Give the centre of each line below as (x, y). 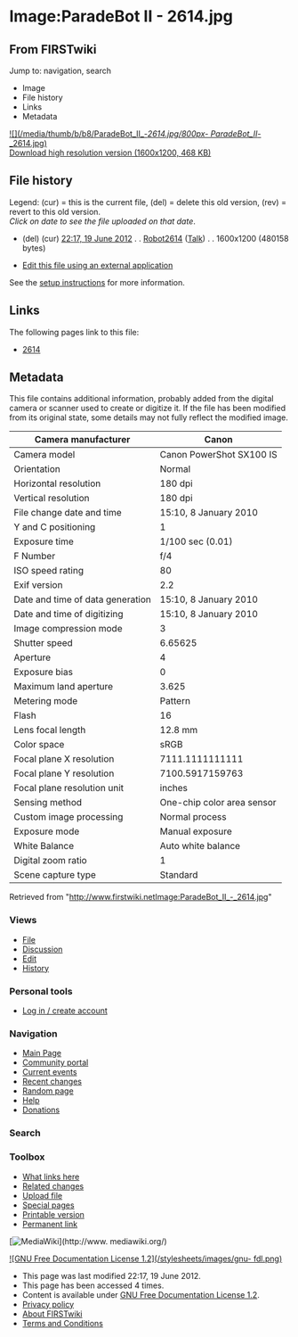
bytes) (34, 248)
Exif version (38, 585)
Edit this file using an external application (97, 265)
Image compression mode (68, 629)
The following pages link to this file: (74, 332)
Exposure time (44, 541)
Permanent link (50, 1224)
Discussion (42, 949)
